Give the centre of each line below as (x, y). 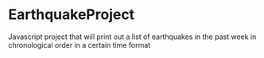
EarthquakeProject (72, 15)
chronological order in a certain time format (80, 44)
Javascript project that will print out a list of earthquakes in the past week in (132, 37)
